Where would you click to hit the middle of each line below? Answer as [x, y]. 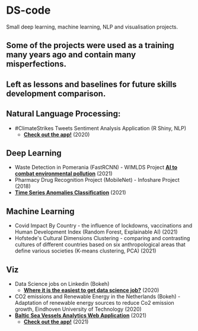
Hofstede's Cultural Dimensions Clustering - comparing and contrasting [102, 238]
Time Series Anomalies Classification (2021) [70, 193]
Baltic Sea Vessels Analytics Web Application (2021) [81, 315]
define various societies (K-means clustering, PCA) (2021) [85, 251]
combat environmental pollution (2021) [63, 174]
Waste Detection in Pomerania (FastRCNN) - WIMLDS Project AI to [96, 168]
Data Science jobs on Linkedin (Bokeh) [62, 283]
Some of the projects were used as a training [90, 45]
